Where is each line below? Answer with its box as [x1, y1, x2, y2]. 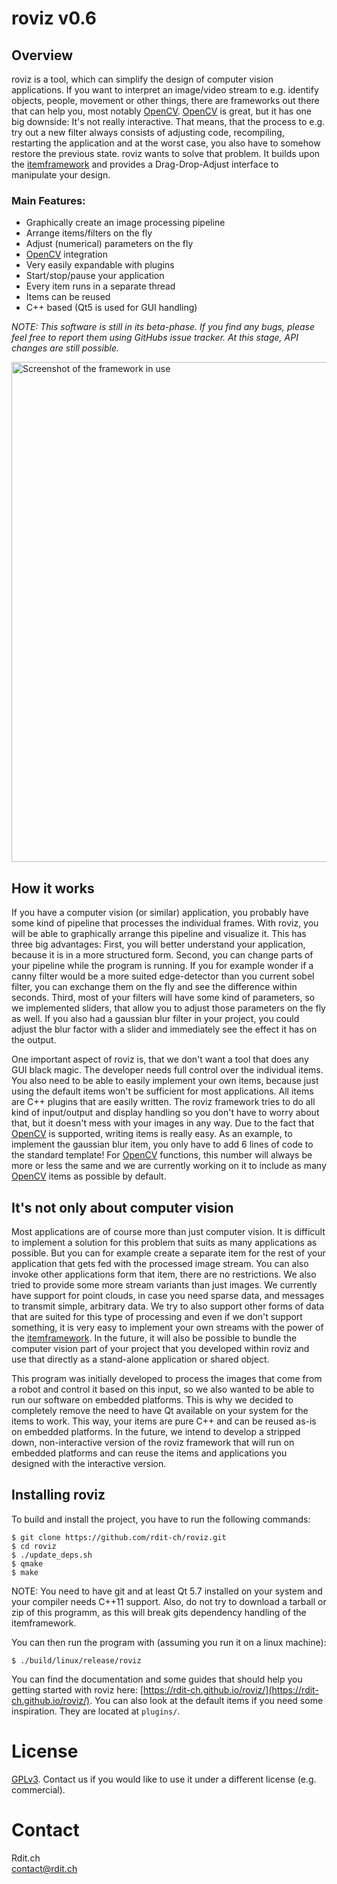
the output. [11, 1034, 57, 1046]
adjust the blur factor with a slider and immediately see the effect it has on [11, 1023, 318, 1036]
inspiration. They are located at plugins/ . [11, 1705, 181, 1717]
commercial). [11, 1783, 66, 1796]
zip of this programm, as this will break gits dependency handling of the [11, 1606, 307, 1618]
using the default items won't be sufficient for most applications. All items [11, 1085, 314, 1097]
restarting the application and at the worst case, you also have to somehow [11, 137, 321, 149]
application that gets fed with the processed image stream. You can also [11, 1257, 309, 1269]
